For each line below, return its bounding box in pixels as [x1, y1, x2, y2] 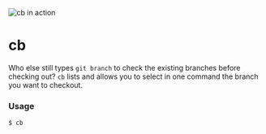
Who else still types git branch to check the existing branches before [8, 63, 241, 72]
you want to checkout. [8, 80, 84, 89]
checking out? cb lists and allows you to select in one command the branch [8, 71, 259, 81]
